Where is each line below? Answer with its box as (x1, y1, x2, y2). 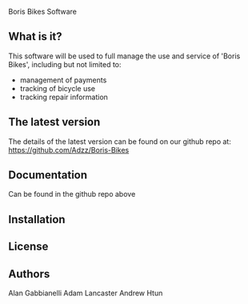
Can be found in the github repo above (8, 190, 136, 199)
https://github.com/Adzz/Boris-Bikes (8, 145, 130, 154)
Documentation (8, 168, 88, 182)
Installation (8, 212, 66, 226)
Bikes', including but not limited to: (8, 59, 122, 69)
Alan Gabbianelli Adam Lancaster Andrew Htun (8, 288, 163, 298)
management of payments (19, 75, 107, 85)
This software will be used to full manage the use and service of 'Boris (8, 51, 241, 61)
